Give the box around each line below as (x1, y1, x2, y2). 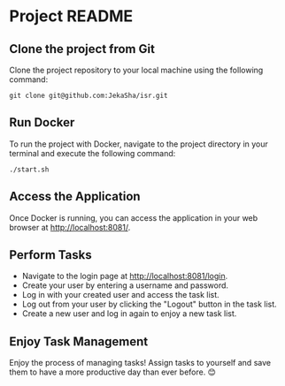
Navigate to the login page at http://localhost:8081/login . (21, 271, 228, 282)
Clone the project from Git (9, 42, 155, 57)
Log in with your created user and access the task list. (21, 290, 220, 300)
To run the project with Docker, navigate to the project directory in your (9, 139, 268, 149)
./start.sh (9, 165, 50, 174)
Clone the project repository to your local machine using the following (9, 64, 264, 75)
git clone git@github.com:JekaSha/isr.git (9, 91, 168, 100)
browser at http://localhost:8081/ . (9, 222, 131, 232)
